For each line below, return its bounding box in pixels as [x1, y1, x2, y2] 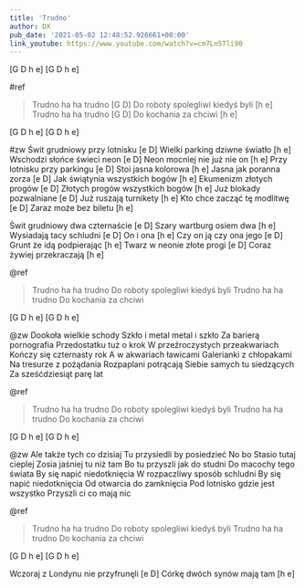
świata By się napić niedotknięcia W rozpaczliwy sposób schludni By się [9, 468, 281, 479]
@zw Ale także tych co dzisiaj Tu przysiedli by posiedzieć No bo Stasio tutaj [9, 449, 297, 460]
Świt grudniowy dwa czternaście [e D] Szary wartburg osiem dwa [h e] [9, 220, 277, 231]
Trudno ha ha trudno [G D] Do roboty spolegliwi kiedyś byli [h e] [31, 100, 273, 110]
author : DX [9, 22, 51, 31]
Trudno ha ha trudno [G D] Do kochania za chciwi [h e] [31, 109, 238, 120]
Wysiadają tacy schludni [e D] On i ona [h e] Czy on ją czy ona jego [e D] [9, 230, 283, 241]
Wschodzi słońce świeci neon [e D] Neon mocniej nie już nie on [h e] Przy [9, 154, 288, 165]
